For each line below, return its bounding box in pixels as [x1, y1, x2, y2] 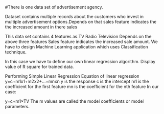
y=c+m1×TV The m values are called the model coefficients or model [5, 98, 144, 104]
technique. [5, 49, 27, 55]
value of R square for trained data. [5, 64, 74, 69]
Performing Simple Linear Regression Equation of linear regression [5, 73, 140, 79]
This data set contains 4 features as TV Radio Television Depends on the [5, 34, 152, 39]
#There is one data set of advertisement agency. [5, 4, 103, 10]
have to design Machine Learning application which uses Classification [5, 44, 148, 49]
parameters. [5, 104, 30, 109]
